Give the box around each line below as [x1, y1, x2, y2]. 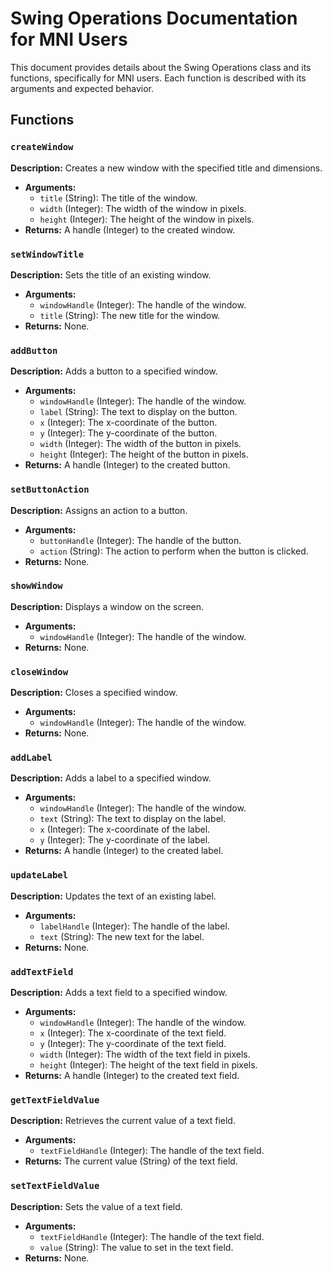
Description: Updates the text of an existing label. [10, 890, 217, 902]
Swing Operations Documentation [10, 7, 298, 30]
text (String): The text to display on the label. [39, 813, 227, 825]
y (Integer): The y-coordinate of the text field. [39, 1038, 227, 1049]
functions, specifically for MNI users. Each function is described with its [10, 72, 307, 84]
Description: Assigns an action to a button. [10, 504, 188, 516]
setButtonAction [10, 484, 90, 496]
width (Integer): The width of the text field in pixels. [39, 1048, 251, 1060]
